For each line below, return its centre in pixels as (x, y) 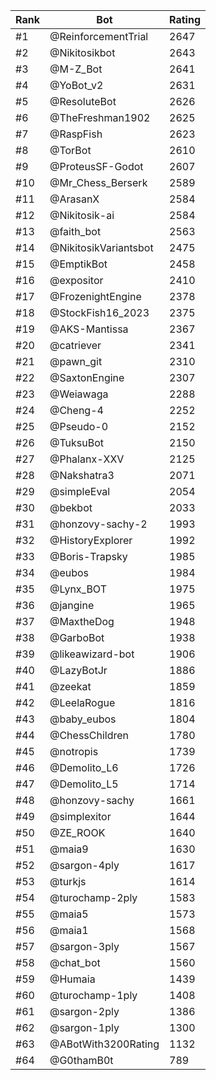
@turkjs (68, 881)
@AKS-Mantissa (89, 329)
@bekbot (71, 507)
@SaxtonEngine (87, 377)
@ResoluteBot (83, 101)
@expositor (76, 280)
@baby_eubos (83, 719)
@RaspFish (76, 134)
